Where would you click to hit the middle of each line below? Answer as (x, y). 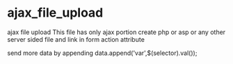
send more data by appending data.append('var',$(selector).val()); (102, 53)
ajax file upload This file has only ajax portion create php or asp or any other (116, 32)
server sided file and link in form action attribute (76, 39)
